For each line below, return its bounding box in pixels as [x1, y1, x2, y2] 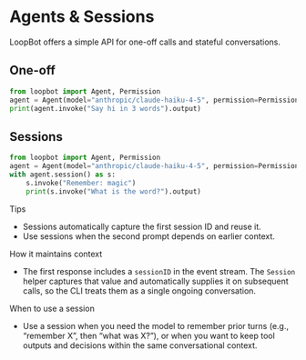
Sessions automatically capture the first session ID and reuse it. [22, 221, 261, 232]
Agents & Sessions [9, 6, 155, 27]
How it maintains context [9, 248, 103, 259]
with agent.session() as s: [9, 170, 117, 179]
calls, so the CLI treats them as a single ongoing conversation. [22, 285, 257, 296]
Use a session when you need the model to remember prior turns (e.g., [22, 320, 290, 331]
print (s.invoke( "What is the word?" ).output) [25, 186, 202, 196]
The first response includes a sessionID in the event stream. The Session [22, 265, 296, 276]
